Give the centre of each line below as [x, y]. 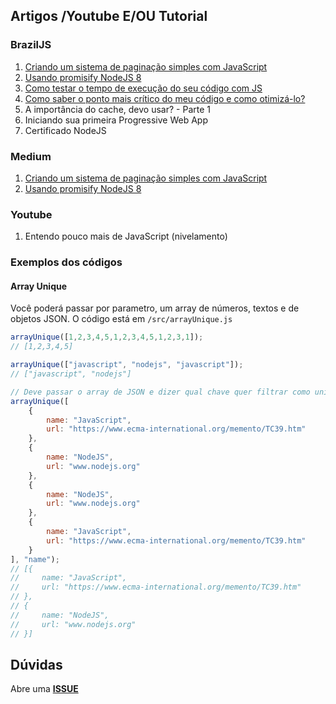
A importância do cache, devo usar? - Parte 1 [117, 109]
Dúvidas [36, 664]
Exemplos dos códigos [66, 262]
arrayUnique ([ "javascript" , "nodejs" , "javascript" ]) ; [127, 365]
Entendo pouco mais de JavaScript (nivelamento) [126, 236]
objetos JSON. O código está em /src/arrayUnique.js [121, 319]
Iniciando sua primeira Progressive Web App [116, 120]
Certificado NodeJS [65, 130]
